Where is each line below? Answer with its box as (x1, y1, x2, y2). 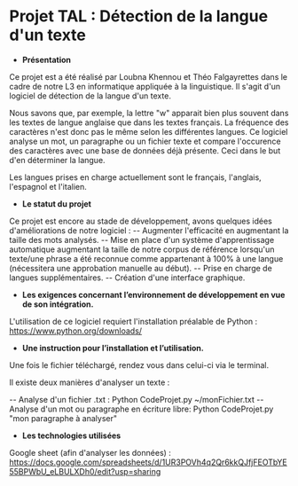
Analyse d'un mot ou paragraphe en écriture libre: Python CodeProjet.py (9, 404, 274, 414)
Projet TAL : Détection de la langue (9, 6, 269, 27)
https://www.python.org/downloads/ (9, 325, 143, 336)
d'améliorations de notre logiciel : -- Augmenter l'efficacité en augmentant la (9, 224, 289, 236)
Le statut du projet (21, 198, 91, 209)
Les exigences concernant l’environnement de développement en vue (21, 289, 286, 300)
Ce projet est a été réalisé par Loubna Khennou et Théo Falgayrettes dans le (9, 71, 288, 82)
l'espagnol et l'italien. (9, 181, 87, 192)
